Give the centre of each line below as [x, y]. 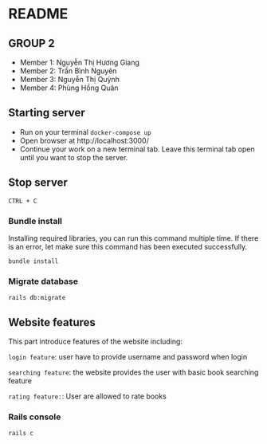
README [38, 14]
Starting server [47, 113]
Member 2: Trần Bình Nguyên [68, 71]
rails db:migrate [37, 298]
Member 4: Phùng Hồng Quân [69, 88]
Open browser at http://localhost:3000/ [84, 140]
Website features [52, 322]
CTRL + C [23, 201]
